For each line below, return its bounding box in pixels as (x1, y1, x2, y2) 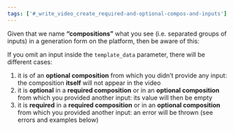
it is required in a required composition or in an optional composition (17, 100, 221, 109)
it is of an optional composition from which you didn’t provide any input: (17, 71, 228, 79)
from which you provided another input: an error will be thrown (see (17, 108, 214, 116)
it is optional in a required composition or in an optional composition (17, 86, 220, 94)
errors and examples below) (17, 116, 99, 124)
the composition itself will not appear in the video (17, 78, 161, 87)
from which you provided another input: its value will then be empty (17, 93, 212, 102)
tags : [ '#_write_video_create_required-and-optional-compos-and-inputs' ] (7, 10, 228, 17)
